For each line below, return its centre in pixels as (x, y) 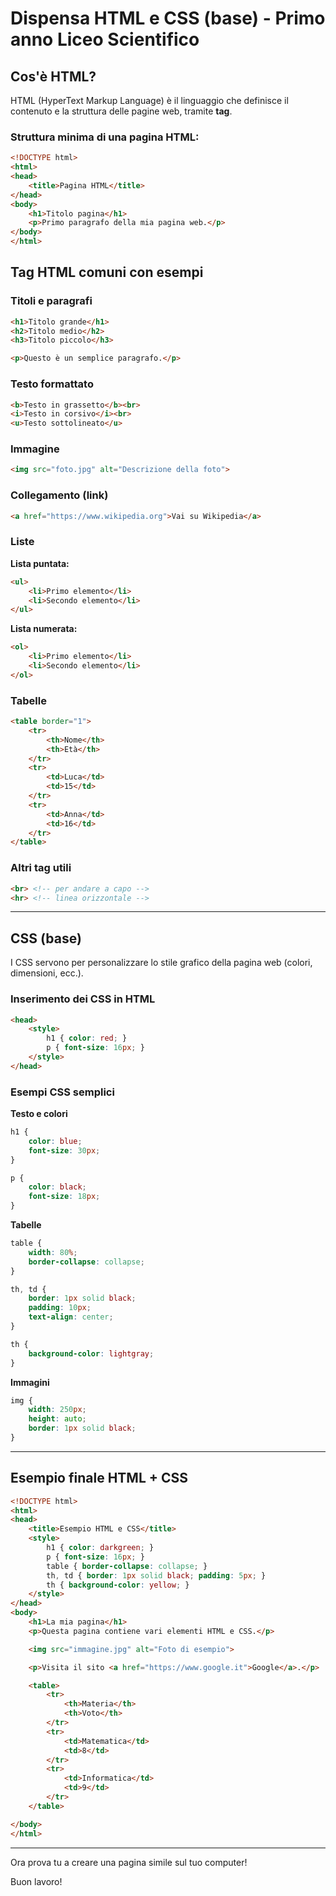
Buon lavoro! (36, 1881)
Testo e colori (39, 1114)
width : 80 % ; (53, 1252)
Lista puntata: (40, 563)
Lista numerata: (44, 629)
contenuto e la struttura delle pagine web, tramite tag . (121, 111)
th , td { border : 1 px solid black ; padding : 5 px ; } (156, 1575)
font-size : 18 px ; (64, 1197)
